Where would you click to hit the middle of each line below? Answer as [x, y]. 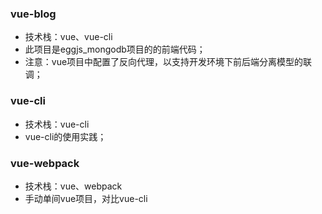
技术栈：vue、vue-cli [68, 37]
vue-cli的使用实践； [65, 136]
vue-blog [33, 14]
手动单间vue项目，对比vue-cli [86, 198]
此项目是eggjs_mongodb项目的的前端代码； [115, 49]
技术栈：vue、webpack [73, 186]
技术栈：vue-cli [57, 124]
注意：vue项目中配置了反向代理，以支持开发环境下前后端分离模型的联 [168, 62]
